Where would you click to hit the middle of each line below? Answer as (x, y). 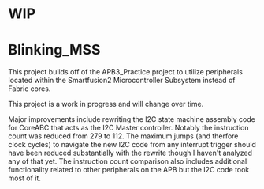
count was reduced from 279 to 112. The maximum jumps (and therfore (123, 136)
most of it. (25, 178)
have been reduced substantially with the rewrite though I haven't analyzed (130, 153)
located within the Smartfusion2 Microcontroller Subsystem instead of (122, 81)
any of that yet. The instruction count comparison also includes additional (128, 161)
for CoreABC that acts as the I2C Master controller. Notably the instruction (128, 128)
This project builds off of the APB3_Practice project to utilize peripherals (125, 72)
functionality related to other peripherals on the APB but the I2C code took (129, 170)
